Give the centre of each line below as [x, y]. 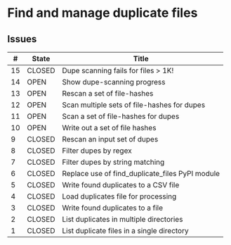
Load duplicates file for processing [119, 196]
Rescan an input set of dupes [110, 139]
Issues [22, 39]
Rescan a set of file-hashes [108, 93]
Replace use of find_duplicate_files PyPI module [141, 174]
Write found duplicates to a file [113, 208]
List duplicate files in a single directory [125, 231]
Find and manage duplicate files [103, 13]
